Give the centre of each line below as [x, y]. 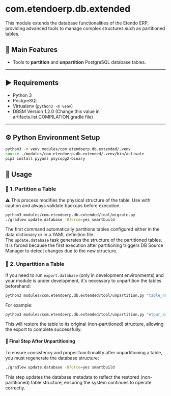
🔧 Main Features [31, 50]
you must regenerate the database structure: [52, 358]
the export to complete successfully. [44, 329]
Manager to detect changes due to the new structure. [61, 251]
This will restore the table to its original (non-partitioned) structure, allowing [84, 324]
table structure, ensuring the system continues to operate [91, 382]
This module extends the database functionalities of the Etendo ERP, [77, 23]
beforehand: [18, 286]
